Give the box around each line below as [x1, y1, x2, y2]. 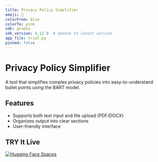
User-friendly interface [12, 123, 61, 129]
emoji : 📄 [5, 12, 24, 17]
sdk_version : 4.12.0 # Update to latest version [5, 31, 113, 36]
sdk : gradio [5, 26, 30, 31]
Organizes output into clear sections [12, 117, 89, 124]
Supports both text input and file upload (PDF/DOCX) [12, 112, 124, 118]
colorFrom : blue [5, 17, 40, 22]
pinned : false [5, 40, 36, 46]
